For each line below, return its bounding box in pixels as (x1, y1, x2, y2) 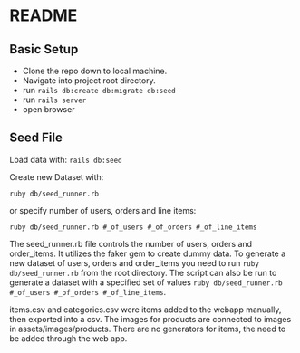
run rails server (22, 94, 87, 105)
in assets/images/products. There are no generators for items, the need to (9, 323, 286, 334)
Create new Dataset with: (9, 171, 104, 182)
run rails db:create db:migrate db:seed (22, 85, 176, 95)
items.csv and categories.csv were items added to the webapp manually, (9, 304, 282, 315)
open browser (22, 104, 75, 114)
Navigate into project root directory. (22, 75, 156, 86)
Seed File (9, 130, 63, 146)
